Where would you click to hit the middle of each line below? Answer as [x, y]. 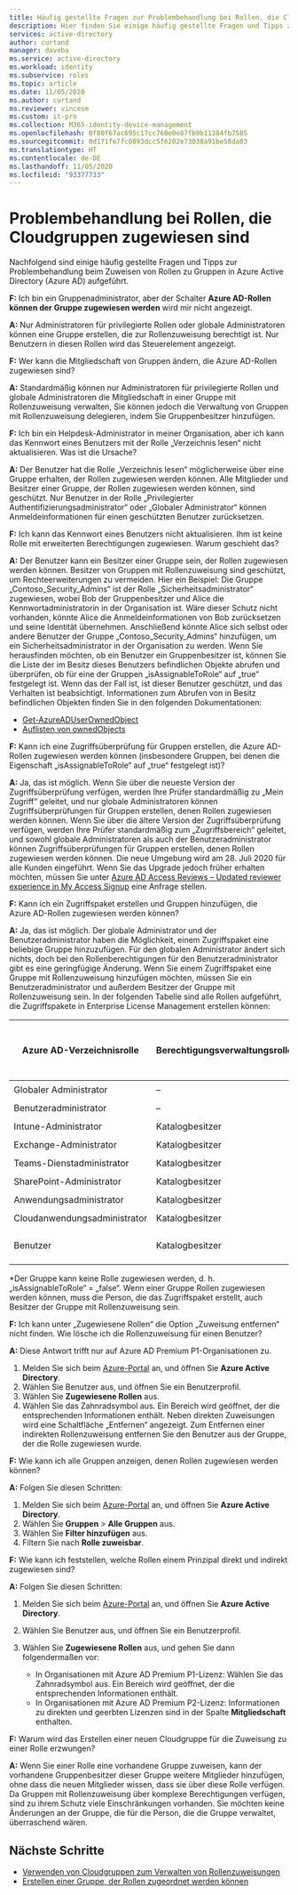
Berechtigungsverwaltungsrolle [224, 1051]
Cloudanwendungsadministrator [81, 1218]
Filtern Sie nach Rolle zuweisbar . [83, 1543]
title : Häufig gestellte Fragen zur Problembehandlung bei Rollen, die [144, 17]
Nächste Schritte [57, 1850]
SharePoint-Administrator [67, 1181]
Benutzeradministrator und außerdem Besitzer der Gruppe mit [122, 988]
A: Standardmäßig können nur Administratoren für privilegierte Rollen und [144, 388]
